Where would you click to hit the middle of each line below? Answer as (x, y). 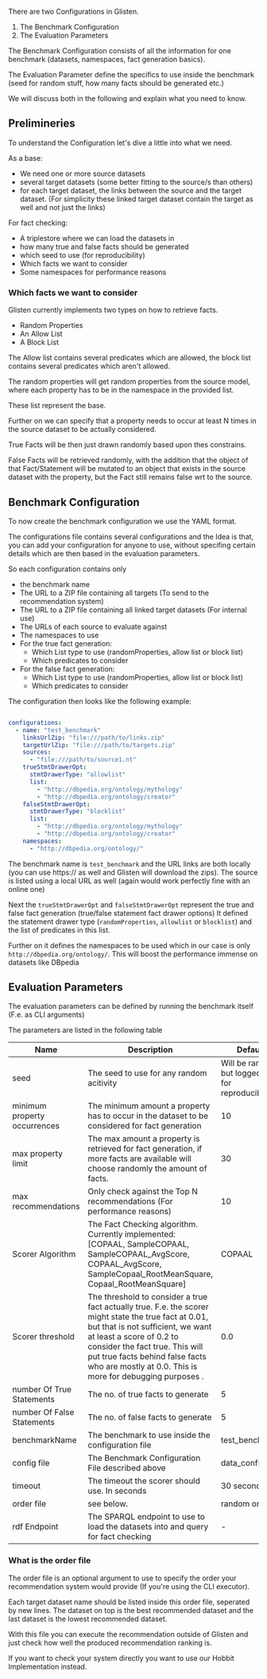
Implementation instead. (48, 1666)
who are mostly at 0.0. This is (143, 1366)
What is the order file (50, 1560)
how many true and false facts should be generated (104, 247)
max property (38, 1154)
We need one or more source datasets (82, 173)
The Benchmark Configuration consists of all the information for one (120, 51)
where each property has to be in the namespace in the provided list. (121, 390)
